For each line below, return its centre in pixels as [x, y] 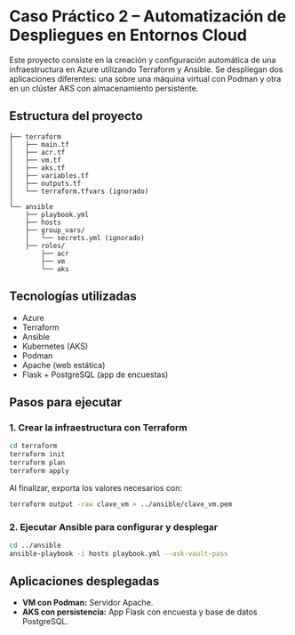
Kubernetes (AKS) [55, 346]
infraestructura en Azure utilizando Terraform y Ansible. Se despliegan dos [146, 69]
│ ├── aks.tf [37, 168]
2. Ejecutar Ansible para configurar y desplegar [114, 526]
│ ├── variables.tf [49, 175]
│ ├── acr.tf [37, 152]
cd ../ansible [36, 545]
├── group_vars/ [56, 230]
